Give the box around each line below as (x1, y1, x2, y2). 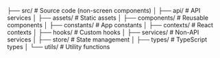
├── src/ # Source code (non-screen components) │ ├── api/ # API (7, 7, 201, 14)
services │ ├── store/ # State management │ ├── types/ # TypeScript (7, 35, 208, 44)
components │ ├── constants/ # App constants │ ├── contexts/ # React (7, 21, 214, 29)
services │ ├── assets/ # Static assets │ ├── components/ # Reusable (7, 14, 209, 22)
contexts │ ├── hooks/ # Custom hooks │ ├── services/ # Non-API (7, 28, 199, 36)
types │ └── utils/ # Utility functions (7, 43, 110, 50)
